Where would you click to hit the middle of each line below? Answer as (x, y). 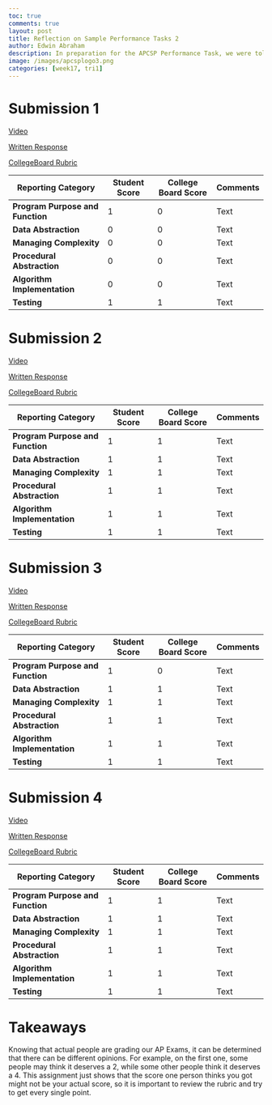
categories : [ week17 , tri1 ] (56, 69)
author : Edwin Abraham (47, 46)
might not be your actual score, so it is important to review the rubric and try (136, 1084)
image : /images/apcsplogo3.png (61, 62)
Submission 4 (55, 797)
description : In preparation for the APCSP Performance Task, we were (130, 53)
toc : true (25, 16)
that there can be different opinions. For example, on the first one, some (128, 1058)
